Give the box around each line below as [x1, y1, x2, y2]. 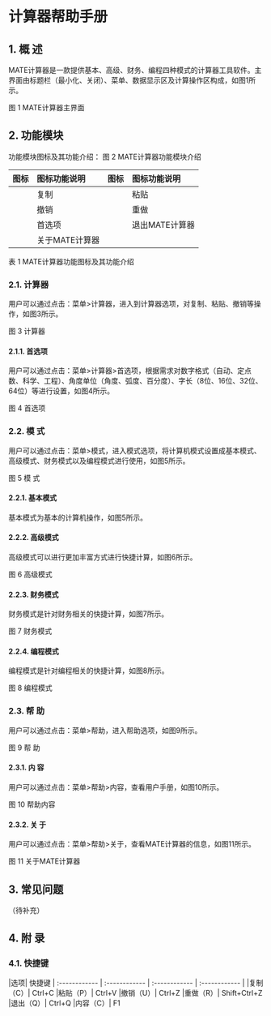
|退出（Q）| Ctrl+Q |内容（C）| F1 [8, 998, 121, 1008]
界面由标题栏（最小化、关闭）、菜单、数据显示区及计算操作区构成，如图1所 [8, 75, 256, 85]
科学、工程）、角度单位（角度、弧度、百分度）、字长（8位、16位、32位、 [22, 376, 263, 386]
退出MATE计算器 [132, 219, 196, 230]
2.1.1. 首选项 [8, 346, 49, 356]
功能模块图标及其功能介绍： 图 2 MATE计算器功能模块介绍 [8, 152, 201, 161]
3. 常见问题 [8, 882, 64, 896]
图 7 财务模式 [8, 626, 53, 637]
